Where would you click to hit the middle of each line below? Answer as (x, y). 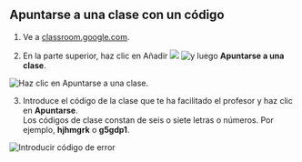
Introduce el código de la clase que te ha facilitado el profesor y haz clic (157, 100)
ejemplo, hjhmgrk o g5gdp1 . (76, 129)
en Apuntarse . (50, 110)
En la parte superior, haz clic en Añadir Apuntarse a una (153, 56)
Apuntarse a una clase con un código (117, 15)
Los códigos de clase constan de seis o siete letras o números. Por (148, 120)
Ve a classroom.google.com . (76, 36)
